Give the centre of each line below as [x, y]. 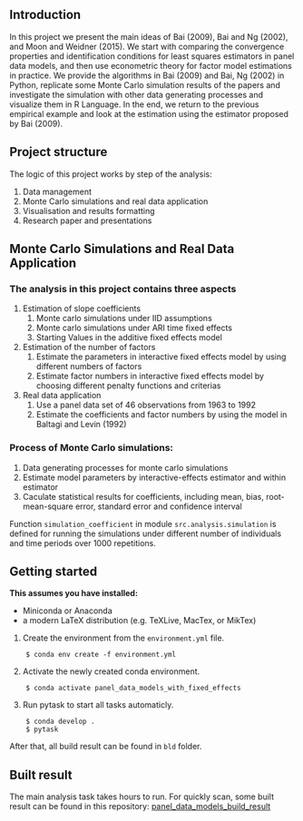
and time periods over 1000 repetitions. [83, 542]
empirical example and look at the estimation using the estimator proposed [149, 113]
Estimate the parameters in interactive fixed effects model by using [161, 357]
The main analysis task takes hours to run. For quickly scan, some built [142, 797]
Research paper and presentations [87, 220]
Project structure [59, 152]
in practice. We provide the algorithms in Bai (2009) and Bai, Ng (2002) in [147, 75]
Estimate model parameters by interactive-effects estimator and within [154, 477]
